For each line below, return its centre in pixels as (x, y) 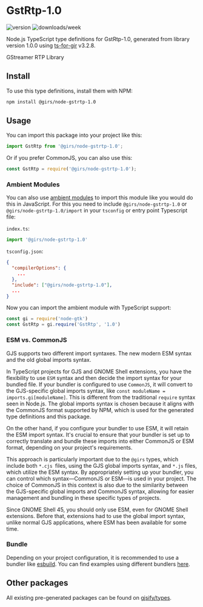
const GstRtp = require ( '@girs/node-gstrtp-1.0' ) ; (72, 169)
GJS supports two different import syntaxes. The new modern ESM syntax (99, 353)
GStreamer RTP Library (35, 57)
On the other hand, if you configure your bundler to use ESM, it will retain (98, 428)
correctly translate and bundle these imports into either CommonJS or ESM (100, 441)
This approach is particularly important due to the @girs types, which (92, 459)
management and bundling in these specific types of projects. (84, 497)
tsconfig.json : (25, 251)
